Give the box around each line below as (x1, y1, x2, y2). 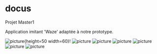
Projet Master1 (5, 19, 34, 25)
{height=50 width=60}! (24, 38, 71, 44)
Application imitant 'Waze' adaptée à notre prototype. (5, 28, 114, 34)
